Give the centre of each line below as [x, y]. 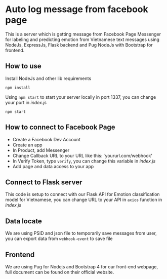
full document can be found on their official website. [60, 272]
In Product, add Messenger [41, 150]
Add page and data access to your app [53, 166]
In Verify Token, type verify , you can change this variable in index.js [84, 161]
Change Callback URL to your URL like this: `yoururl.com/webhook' [82, 155]
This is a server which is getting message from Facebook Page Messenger [83, 34]
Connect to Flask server [44, 182]
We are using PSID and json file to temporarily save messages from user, [81, 233]
